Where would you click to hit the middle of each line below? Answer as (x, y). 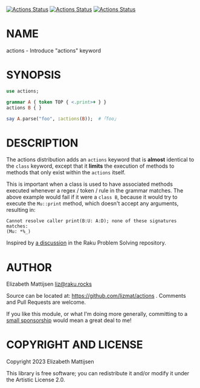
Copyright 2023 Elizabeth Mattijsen (50, 362)
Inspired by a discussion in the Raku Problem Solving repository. (86, 243)
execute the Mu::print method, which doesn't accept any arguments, (92, 203)
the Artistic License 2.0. (36, 380)
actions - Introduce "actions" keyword (54, 50)
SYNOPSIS (34, 75)
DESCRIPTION (42, 143)
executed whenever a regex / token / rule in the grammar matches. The (95, 191)
